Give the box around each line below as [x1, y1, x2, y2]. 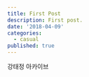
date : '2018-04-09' [7, 23, 64, 30]
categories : [7, 29, 42, 37]
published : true [7, 42, 55, 49]
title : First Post [7, 10, 61, 17]
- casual [13, 36, 39, 43]
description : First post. [7, 17, 83, 24]
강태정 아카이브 [7, 62, 49, 70]
